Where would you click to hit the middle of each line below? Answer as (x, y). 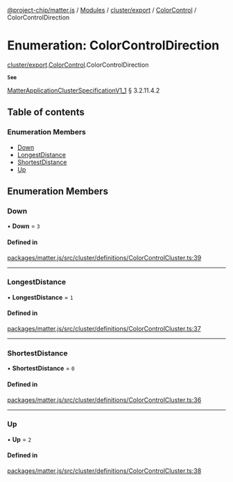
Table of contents (46, 112)
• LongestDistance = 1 (40, 297)
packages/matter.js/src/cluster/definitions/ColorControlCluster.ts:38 (104, 471)
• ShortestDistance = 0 (41, 369)
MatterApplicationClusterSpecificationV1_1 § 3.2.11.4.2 (84, 90)
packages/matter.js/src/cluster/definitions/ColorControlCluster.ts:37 (104, 329)
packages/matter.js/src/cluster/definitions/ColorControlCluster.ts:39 (104, 257)
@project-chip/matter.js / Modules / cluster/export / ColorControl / (102, 10)
